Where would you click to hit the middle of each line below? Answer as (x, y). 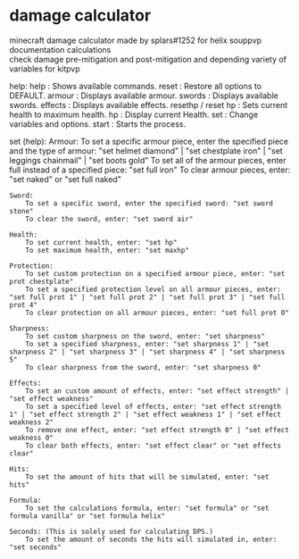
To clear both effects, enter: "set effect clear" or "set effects (153, 446)
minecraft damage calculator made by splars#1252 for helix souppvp (135, 40)
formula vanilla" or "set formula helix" (87, 516)
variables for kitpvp (45, 69)
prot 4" (24, 305)
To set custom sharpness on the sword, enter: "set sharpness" (145, 336)
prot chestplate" (42, 281)
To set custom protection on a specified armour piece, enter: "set (155, 273)
